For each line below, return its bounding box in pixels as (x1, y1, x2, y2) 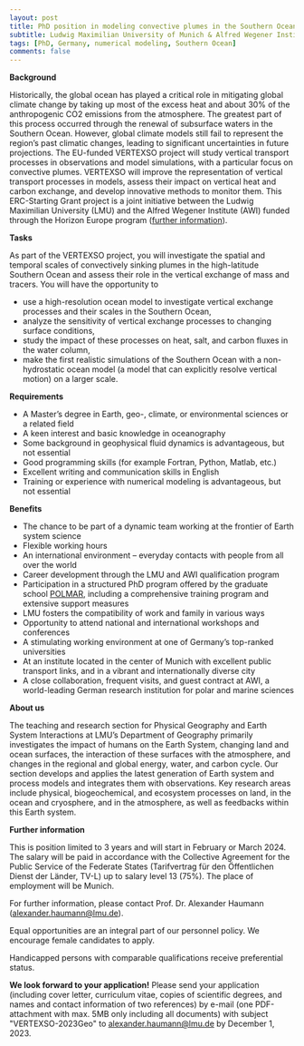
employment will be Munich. (9, 881, 115, 892)
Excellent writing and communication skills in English (22, 466, 220, 477)
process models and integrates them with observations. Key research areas (9, 777, 291, 789)
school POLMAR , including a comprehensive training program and (22, 589, 270, 600)
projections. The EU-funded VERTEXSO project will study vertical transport (9, 147, 290, 159)
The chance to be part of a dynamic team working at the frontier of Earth (22, 521, 294, 532)
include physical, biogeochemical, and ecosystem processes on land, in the (9, 787, 291, 798)
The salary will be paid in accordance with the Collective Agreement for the (9, 852, 290, 863)
